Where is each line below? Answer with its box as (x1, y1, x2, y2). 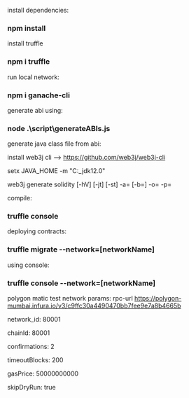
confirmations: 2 (7, 343, 55, 351)
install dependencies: (7, 6, 69, 14)
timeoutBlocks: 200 (7, 356, 64, 364)
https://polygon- (134, 294, 182, 303)
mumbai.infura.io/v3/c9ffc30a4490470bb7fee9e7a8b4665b (7, 301, 181, 310)
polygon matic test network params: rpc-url (7, 294, 133, 303)
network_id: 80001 (7, 315, 61, 324)
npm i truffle (7, 57, 50, 67)
